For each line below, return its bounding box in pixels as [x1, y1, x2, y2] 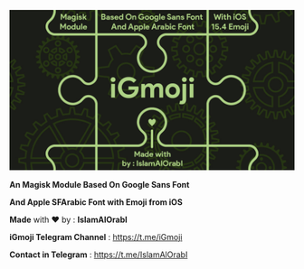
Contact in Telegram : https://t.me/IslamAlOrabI [9, 249, 188, 260]
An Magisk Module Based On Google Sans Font [9, 179, 190, 190]
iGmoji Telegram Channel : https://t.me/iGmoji [9, 231, 183, 242]
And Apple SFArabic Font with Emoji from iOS [9, 196, 183, 208]
